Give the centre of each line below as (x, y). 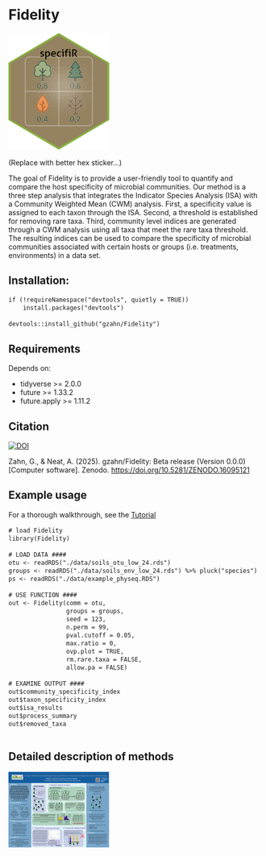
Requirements (44, 349)
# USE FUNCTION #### (43, 595)
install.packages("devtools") (74, 308)
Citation (29, 426)
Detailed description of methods (91, 756)
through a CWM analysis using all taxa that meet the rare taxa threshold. (128, 229)
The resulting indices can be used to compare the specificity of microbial (130, 238)
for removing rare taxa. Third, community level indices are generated (123, 221)
